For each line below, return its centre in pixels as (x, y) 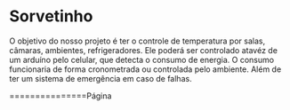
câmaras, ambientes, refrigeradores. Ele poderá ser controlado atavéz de (144, 50)
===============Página (60, 96)
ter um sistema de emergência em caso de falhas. (101, 78)
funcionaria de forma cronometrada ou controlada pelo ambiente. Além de (145, 69)
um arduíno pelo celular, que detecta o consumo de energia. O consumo (141, 59)
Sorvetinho (51, 16)
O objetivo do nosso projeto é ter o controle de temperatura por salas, (137, 41)
